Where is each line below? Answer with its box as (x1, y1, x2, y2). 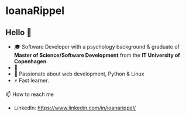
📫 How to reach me (5, 91, 54, 98)
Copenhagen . (13, 58, 48, 65)
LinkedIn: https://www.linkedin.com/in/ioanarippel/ (13, 104, 136, 111)
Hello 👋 (5, 27, 32, 37)
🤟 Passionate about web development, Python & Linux (13, 70, 144, 77)
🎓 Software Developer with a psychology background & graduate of (13, 43, 180, 50)
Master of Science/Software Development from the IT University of (13, 51, 181, 58)
